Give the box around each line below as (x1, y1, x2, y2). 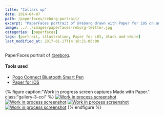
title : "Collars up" (5, 7, 47, 12)
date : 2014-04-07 (5, 12, 41, 17)
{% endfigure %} (67, 104, 102, 110)
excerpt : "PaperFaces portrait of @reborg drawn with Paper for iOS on (5, 20, 154, 26)
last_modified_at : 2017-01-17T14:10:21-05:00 (5, 39, 99, 44)
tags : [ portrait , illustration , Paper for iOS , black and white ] (5, 35, 141, 39)
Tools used (5, 63, 28, 69)
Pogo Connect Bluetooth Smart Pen (12, 74, 84, 80)
